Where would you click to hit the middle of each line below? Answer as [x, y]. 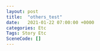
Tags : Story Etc [26, 33]
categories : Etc [26, 28]
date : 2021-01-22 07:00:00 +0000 [50, 22]
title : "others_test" [34, 17]
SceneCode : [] [24, 39]
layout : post [22, 11]
